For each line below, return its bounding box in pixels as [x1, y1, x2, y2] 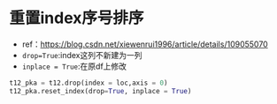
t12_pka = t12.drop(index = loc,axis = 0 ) [9, 78, 168, 87]
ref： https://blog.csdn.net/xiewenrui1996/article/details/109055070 [21, 39, 268, 49]
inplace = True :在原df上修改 [21, 61, 127, 71]
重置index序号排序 [9, 8, 144, 28]
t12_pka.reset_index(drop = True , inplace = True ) [9, 86, 192, 95]
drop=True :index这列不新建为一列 [21, 49, 142, 60]
